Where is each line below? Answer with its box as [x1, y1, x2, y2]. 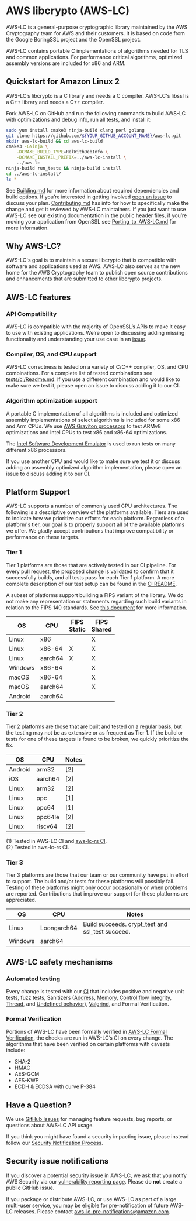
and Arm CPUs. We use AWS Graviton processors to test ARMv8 [6, 423, 162, 430]
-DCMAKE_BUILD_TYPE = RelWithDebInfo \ [16, 149, 108, 155]
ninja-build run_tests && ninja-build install [6, 165, 121, 171]
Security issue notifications [6, 1156, 109, 1166]
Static [69, 625, 86, 633]
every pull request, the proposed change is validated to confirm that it [6, 568, 174, 575]
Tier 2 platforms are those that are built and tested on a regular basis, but [6, 723, 182, 730]
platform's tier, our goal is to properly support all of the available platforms [6, 521, 185, 528]
